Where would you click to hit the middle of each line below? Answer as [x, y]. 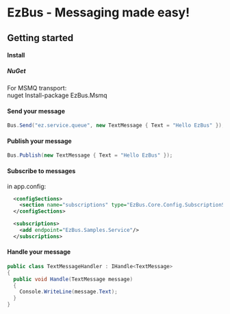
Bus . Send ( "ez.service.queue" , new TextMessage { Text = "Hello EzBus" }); [116, 126]
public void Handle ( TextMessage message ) [73, 279]
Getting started [40, 38]
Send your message [36, 111]
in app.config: [27, 186]
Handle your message [39, 252]
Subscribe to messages [41, 171]
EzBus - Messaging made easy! [99, 13]
